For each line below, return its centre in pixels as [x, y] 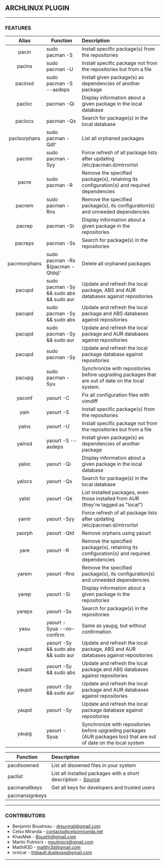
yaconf [25, 398]
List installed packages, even [115, 492]
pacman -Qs [61, 121]
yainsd [25, 444]
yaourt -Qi [59, 464]
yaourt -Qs [59, 482]
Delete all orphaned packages [116, 263]
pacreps [25, 243]
